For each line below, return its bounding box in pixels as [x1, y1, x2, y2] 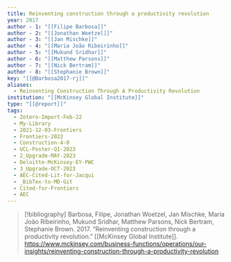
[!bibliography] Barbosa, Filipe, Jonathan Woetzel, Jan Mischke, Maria [24, 210, 225, 219]
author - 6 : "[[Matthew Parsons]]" [7, 56, 110, 63]
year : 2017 [7, 17, 39, 24]
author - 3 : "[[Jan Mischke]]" [7, 36, 98, 43]
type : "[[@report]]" [7, 101, 67, 108]
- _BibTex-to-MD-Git [13, 178, 73, 185]
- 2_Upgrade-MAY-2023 [13, 152, 76, 160]
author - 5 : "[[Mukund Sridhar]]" [7, 49, 108, 56]
